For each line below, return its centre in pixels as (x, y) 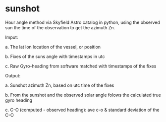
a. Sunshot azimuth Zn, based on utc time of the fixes (60, 85)
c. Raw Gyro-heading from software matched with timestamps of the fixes (81, 66)
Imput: (12, 37)
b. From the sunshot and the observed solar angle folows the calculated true (83, 95)
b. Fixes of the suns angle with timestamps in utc (55, 56)
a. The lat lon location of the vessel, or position (53, 47)
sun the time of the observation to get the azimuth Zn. (60, 27)
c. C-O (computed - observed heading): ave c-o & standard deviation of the (82, 110)
